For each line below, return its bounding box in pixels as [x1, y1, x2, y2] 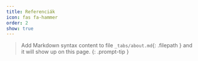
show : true [6, 25, 34, 32]
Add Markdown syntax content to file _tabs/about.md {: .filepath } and [21, 42, 193, 49]
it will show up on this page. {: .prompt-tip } [21, 48, 129, 56]
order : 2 [6, 20, 28, 26]
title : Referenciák [6, 8, 56, 15]
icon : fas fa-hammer [6, 14, 59, 20]
